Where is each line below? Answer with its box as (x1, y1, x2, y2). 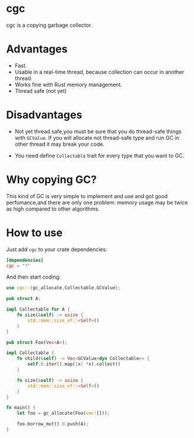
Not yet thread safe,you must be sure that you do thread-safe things (14, 127, 182, 135)
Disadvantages (6, 108, 82, 122)
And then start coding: (6, 273, 61, 281)
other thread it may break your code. (14, 140, 105, 148)
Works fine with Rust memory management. (14, 81, 123, 88)
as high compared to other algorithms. (6, 205, 100, 212)
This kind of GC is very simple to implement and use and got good (6, 192, 168, 199)
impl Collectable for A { (6, 306, 70, 312)
